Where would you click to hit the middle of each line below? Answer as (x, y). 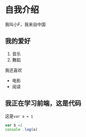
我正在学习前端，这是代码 (43, 103)
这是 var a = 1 (19, 116)
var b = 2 (14, 125)
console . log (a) (21, 130)
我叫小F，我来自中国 (25, 24)
